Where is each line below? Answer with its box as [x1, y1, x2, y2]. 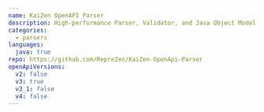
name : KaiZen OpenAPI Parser [8, 11, 104, 20]
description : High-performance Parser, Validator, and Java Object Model [8, 19, 257, 27]
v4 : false [15, 92, 47, 100]
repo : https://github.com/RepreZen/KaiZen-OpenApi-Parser [8, 56, 203, 64]
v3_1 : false [15, 84, 55, 93]
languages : [8, 41, 44, 49]
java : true [15, 48, 51, 56]
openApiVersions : [8, 63, 66, 71]
